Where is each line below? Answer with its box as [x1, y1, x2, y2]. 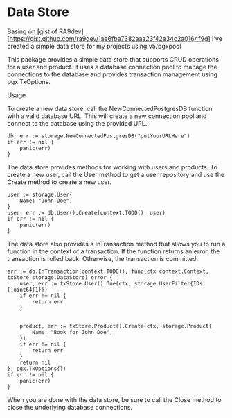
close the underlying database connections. [7, 403, 133, 411]
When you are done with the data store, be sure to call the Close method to [7, 395, 222, 403]
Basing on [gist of [7, 27, 57, 35]
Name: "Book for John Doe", [32, 328, 113, 335]
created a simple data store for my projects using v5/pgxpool [7, 42, 181, 50]
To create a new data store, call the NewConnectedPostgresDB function [7, 104, 213, 112]
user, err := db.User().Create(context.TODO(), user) [7, 209, 166, 216]
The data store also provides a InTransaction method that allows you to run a [7, 240, 226, 248]
